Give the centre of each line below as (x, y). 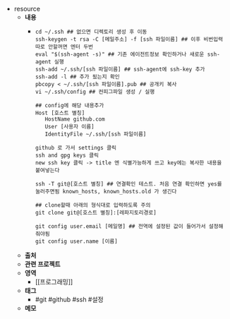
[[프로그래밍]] (54, 282)
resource (27, 9)
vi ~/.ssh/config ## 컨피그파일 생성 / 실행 (95, 92)
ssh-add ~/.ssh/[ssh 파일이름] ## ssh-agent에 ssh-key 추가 (120, 69)
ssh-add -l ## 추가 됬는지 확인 (77, 77)
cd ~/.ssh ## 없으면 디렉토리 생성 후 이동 (91, 32)
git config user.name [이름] (76, 241)
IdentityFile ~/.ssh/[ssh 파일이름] (96, 134)
